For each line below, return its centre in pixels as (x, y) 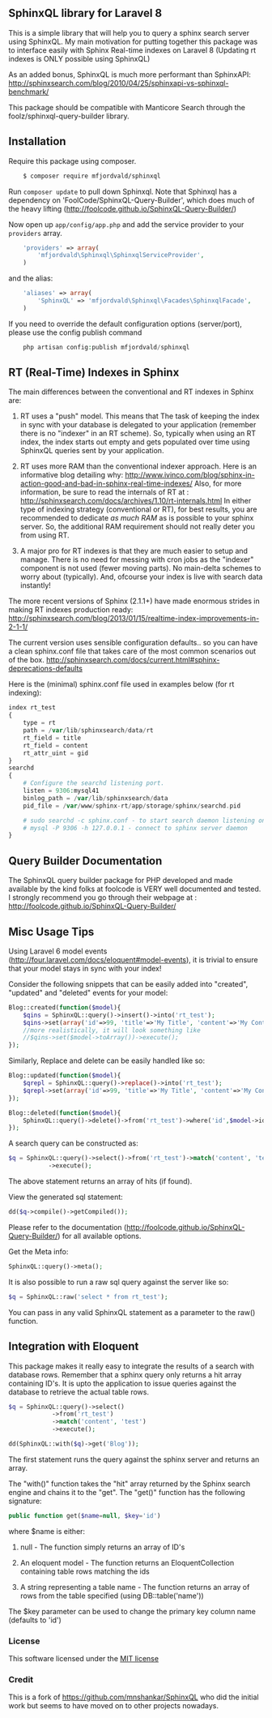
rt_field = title (52, 738)
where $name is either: (47, 1531)
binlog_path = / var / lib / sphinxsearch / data (96, 798)
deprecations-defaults (46, 669)
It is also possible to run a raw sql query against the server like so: (119, 1282)
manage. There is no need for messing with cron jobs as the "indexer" (137, 559)
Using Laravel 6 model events (58, 951)
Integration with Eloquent (74, 1346)
